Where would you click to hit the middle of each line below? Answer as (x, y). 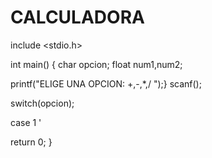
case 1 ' (26, 122)
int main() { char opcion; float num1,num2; (96, 64)
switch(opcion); (42, 103)
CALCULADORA (77, 17)
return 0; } (31, 142)
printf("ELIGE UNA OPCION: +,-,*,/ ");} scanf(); (106, 83)
